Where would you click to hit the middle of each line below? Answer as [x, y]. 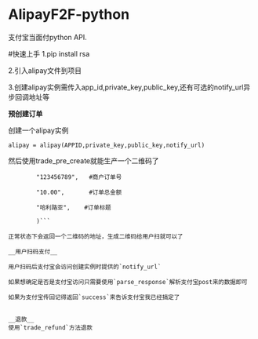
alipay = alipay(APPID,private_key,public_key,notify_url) [107, 145]
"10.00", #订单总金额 [79, 192]
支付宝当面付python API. [48, 37]
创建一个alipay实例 [38, 130]
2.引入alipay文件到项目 [45, 70]
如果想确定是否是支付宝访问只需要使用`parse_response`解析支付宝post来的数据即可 [128, 282]
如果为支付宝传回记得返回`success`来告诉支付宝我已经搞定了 [94, 297]
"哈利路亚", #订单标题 [74, 207]
